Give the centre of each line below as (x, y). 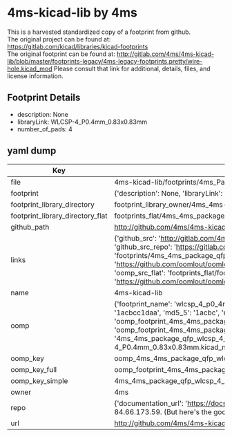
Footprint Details (44, 98)
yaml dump (32, 151)
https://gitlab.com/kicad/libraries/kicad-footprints (78, 46)
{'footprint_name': (143, 304)
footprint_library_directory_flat (59, 216)
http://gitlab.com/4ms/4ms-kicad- (165, 54)
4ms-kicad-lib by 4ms (72, 13)
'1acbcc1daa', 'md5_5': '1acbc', (167, 313)
